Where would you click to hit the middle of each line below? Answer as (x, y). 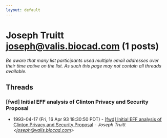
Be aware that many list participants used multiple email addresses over (82, 60)
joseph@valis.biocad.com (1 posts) (82, 46)
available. (16, 71)
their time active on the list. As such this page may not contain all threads (84, 66)
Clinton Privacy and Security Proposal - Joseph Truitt (69, 125)
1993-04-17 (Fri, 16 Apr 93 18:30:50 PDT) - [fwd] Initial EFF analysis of (87, 119)
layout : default (23, 10)
